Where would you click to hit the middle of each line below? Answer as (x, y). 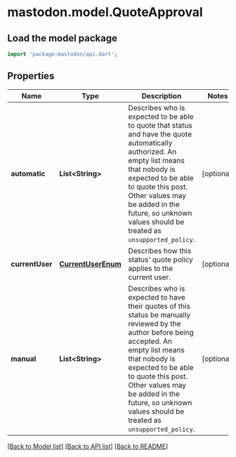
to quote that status (160, 125)
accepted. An (150, 341)
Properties (31, 76)
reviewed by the (155, 324)
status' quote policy (160, 259)
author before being (161, 332)
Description (162, 95)
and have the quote (160, 134)
